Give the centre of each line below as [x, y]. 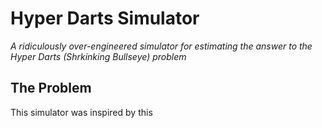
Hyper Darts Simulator [105, 18]
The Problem [51, 88]
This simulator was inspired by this [81, 112]
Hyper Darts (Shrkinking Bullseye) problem [98, 56]
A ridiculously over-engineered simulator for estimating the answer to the [161, 46]
